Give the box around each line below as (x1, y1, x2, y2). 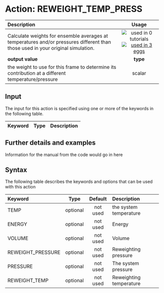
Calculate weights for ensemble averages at (7, 32, 108, 39)
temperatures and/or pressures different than (7, 38, 111, 45)
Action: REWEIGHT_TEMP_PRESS (5, 3, 143, 15)
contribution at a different (7, 69, 66, 76)
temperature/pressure (7, 76, 58, 83)
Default (89, 196, 107, 203)
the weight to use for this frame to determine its (7, 64, 117, 70)
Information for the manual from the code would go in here (5, 152, 123, 158)
